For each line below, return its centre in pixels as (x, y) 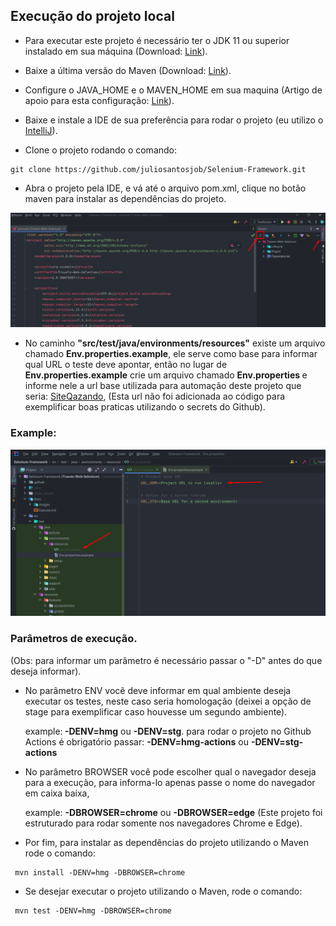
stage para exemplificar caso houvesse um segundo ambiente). (156, 711)
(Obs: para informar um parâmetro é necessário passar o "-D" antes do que (166, 660)
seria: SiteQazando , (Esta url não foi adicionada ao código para (155, 396)
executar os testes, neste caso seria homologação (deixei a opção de (168, 701)
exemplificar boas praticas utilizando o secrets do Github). (145, 407)
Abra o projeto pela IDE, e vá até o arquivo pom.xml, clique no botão (165, 188)
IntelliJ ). (41, 130)
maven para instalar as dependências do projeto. (125, 198)
